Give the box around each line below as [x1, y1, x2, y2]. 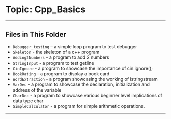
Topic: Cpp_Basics [5, 4, 85, 15]
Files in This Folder [5, 30, 66, 39]
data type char [12, 98, 44, 104]
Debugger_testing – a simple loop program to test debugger [12, 43, 137, 49]
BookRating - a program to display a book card [12, 70, 110, 77]
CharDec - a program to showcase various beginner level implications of [12, 92, 163, 98]
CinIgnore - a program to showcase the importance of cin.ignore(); [12, 65, 153, 71]
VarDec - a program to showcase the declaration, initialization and [12, 81, 150, 87]
